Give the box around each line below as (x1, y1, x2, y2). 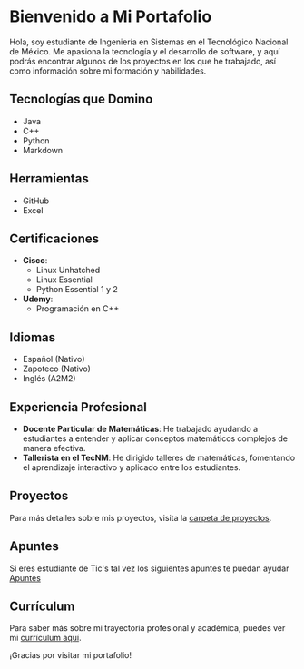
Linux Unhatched (35, 265, 101, 276)
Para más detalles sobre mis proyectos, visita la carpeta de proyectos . (9, 512, 272, 523)
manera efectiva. (22, 443, 86, 453)
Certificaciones (9, 231, 100, 246)
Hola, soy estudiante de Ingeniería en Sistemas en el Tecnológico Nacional (9, 36, 289, 47)
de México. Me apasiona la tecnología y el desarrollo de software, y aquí (9, 45, 280, 56)
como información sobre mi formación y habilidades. (9, 65, 207, 76)
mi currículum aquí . (9, 633, 82, 644)
